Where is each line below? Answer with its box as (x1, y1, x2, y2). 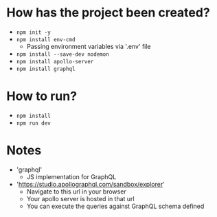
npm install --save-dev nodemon (16, 50, 109, 58)
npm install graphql (16, 65, 76, 72)
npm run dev (16, 119, 51, 127)
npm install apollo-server (16, 58, 94, 65)
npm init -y (16, 29, 51, 36)
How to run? (6, 88, 77, 104)
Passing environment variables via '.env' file (26, 42, 152, 50)
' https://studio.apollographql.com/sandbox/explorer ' (16, 180, 165, 188)
